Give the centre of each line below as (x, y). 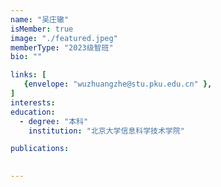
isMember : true (42, 29)
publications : (40, 149)
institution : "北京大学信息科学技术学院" (106, 131)
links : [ (28, 75)
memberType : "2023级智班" (62, 47)
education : (33, 112)
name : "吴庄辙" (39, 19)
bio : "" (26, 57)
